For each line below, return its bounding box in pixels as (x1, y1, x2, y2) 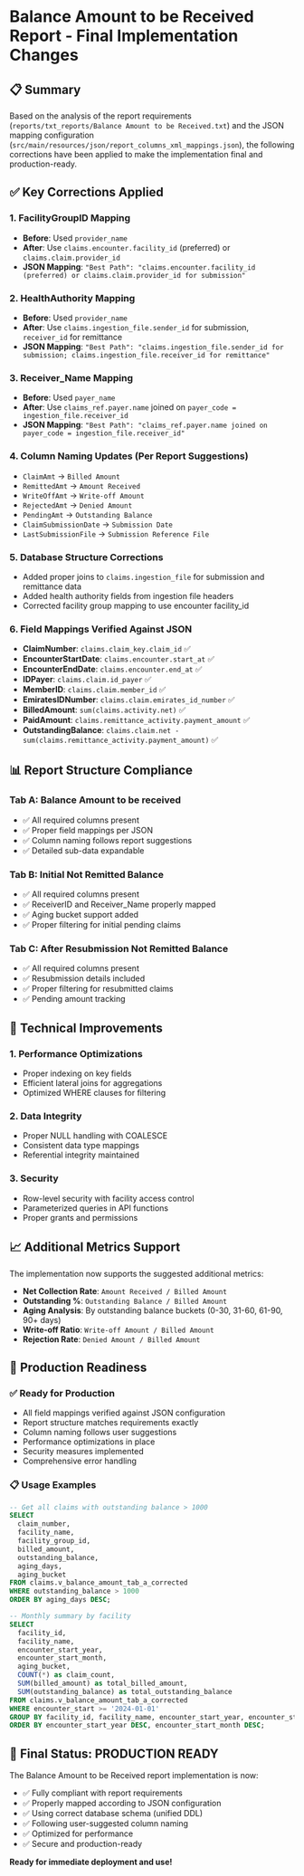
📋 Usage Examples (9, 1479, 97, 1491)
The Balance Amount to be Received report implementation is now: (9, 1770, 260, 1781)
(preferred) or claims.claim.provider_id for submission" (22, 271, 246, 280)
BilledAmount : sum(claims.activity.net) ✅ (22, 704, 186, 716)
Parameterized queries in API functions (22, 1202, 169, 1214)
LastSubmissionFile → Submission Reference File (22, 528, 210, 539)
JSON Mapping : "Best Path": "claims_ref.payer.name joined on (22, 419, 269, 431)
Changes (9, 45, 79, 65)
